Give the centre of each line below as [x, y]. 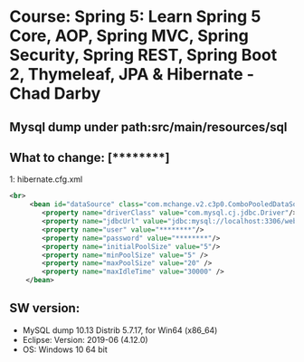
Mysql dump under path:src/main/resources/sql [148, 127]
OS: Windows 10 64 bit [65, 349]
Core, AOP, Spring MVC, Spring [129, 36]
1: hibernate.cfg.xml [46, 179]
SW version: [45, 308]
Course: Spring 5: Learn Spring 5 [135, 17]
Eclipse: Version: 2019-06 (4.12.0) [85, 339]
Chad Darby [55, 94]
